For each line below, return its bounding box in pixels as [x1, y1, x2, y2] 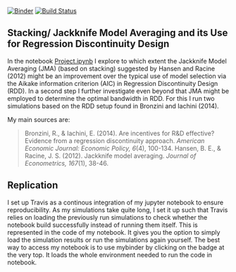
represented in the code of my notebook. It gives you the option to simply [7, 228, 221, 236]
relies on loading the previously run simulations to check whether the [7, 213, 208, 221]
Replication [7, 180, 58, 192]
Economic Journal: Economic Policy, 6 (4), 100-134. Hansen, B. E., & [24, 144, 221, 152]
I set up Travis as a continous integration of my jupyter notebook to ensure [7, 198, 224, 206]
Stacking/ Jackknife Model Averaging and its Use [7, 27, 228, 39]
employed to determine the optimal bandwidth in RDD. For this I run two [7, 94, 215, 102]
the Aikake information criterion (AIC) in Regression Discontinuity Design [7, 79, 218, 87]
